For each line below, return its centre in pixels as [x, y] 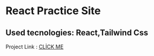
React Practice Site [53, 11]
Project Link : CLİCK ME [35, 47]
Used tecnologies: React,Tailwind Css [77, 33]
